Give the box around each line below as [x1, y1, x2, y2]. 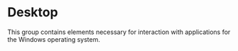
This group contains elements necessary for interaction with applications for [7, 28, 231, 36]
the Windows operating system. [7, 35, 101, 43]
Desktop [7, 4, 58, 21]
